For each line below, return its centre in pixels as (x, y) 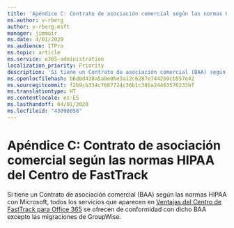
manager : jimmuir (32, 33)
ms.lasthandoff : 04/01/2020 (48, 105)
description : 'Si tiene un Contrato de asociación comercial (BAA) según (117, 72)
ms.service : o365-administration (56, 59)
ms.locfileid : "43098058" (45, 111)
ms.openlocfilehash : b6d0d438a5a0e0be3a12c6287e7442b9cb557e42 (101, 78)
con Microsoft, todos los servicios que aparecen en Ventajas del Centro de (114, 202)
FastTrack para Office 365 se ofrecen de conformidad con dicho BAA (107, 209)
